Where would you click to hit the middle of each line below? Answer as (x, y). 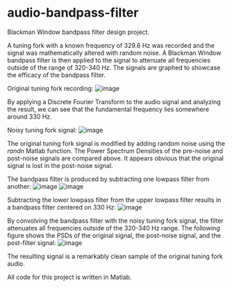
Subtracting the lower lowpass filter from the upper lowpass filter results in (114, 200)
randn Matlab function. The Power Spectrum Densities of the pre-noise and (115, 151)
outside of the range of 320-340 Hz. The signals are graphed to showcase (114, 67)
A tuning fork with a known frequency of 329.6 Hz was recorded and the (111, 45)
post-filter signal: (32, 243)
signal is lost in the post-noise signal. (60, 165)
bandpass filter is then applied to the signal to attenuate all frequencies (109, 60)
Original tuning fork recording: (50, 88)
